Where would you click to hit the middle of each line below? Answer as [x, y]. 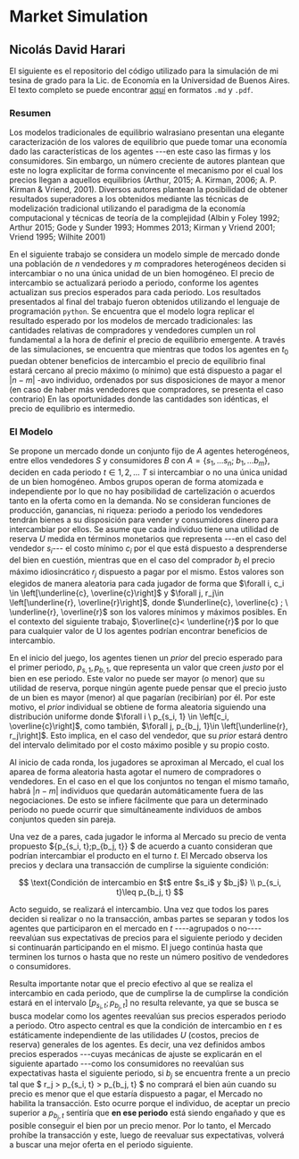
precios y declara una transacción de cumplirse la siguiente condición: [139, 866]
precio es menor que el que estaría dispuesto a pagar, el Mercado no [136, 1094]
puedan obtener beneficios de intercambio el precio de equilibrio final [137, 361]
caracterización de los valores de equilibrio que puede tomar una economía [148, 142]
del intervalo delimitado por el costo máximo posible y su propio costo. [139, 745]
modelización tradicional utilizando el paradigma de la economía [127, 208]
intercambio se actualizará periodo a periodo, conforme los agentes [134, 283]
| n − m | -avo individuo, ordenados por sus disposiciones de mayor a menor [147, 380]
